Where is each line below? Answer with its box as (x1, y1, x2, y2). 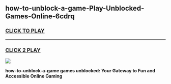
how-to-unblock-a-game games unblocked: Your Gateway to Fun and (5, 67, 155, 73)
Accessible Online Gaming (5, 73, 63, 79)
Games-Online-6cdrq (5, 12, 75, 21)
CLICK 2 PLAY (5, 46, 41, 53)
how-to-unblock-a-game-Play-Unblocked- (5, 4, 145, 13)
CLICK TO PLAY (5, 27, 45, 35)
